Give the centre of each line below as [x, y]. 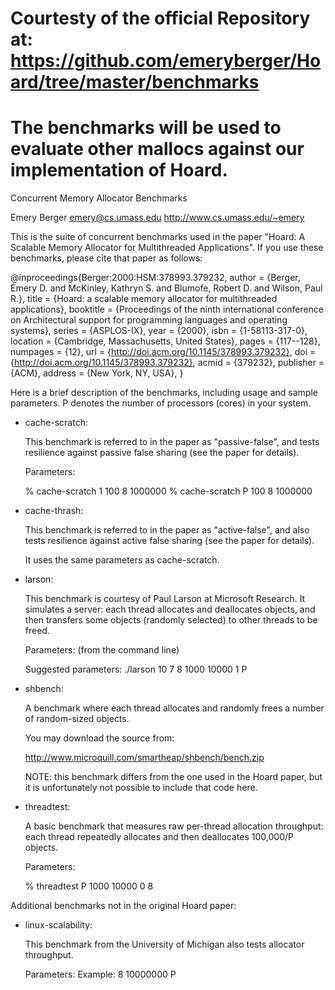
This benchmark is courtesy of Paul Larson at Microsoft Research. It [165, 599]
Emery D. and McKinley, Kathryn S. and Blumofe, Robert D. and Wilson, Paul [166, 288]
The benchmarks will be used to [146, 128]
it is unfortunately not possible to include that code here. [141, 788]
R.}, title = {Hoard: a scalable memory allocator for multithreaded [144, 299]
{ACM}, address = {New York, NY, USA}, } [97, 373]
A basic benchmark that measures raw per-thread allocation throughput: [174, 826]
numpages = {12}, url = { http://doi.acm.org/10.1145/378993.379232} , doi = [163, 352]
